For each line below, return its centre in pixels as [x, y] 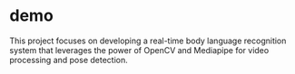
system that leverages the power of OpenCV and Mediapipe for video [139, 50]
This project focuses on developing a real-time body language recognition [148, 41]
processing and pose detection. [69, 60]
